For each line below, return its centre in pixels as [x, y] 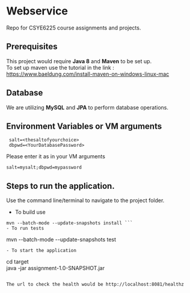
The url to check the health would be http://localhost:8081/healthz [95, 285]
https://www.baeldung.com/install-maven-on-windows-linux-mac [88, 74]
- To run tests [25, 229]
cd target [17, 262]
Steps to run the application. [61, 186]
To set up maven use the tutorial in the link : [60, 67]
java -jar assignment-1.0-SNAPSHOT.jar [56, 268]
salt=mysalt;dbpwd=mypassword [44, 168]
